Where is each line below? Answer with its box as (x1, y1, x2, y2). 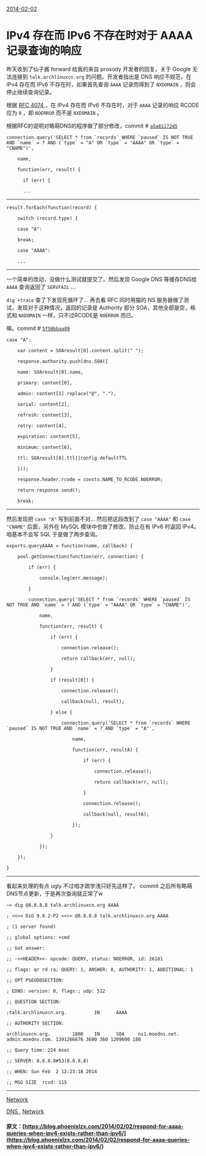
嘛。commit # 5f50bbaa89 (6, 325, 71, 332)
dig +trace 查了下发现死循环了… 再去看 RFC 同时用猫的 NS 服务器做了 (6, 296, 184, 303)
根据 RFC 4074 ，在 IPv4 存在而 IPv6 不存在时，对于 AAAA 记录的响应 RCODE (6, 101, 199, 109)
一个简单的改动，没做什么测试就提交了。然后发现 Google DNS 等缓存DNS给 (6, 276, 197, 283)
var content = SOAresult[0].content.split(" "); (17, 347, 144, 353)
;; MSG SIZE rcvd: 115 (6, 1079, 67, 1085)
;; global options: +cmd (6, 934, 70, 941)
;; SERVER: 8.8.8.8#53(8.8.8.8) (6, 1058, 89, 1064)
